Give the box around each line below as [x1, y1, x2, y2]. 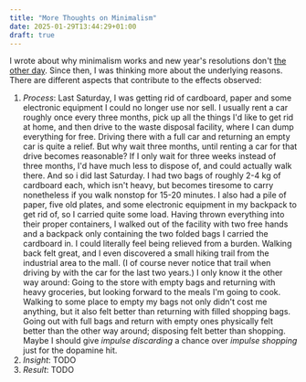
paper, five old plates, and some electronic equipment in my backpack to [22, 199, 297, 210]
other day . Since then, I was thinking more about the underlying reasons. [9, 65, 283, 76]
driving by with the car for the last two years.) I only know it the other [22, 267, 283, 279]
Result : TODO [22, 365, 75, 376]
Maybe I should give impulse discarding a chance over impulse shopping [22, 335, 298, 346]
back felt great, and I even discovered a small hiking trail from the [22, 248, 269, 259]
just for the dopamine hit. [22, 345, 118, 356]
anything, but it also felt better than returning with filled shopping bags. [22, 306, 290, 317]
